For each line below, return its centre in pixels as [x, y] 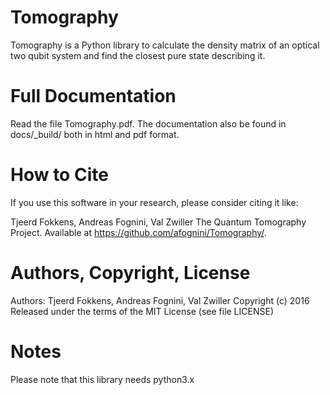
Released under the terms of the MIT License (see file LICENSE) [142, 311]
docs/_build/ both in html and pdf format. [95, 134]
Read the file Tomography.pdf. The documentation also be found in [148, 123]
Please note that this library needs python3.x [102, 379]
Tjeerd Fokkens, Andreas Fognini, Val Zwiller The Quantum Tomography [158, 222]
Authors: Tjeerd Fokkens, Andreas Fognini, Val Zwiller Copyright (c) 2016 [160, 300]
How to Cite [59, 175]
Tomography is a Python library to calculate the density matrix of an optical [165, 45]
